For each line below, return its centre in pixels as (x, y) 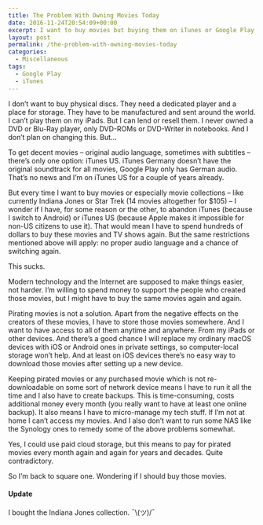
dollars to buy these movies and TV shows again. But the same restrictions (129, 234)
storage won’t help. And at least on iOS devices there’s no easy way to (122, 355)
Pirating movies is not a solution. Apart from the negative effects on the (123, 313)
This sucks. (27, 266)
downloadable (31, 387)
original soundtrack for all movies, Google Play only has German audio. (123, 169)
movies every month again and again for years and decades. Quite (116, 452)
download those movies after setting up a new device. (95, 363)
